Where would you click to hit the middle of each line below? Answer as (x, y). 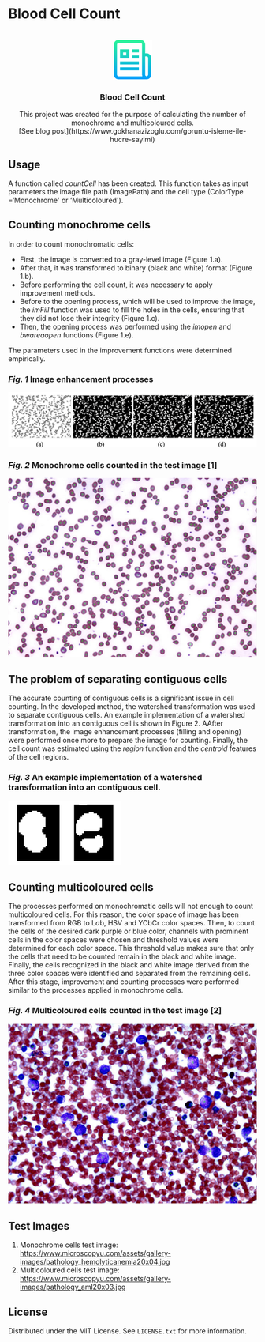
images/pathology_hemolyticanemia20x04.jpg (95, 1262)
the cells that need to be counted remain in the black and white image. (122, 956)
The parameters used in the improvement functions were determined (120, 350)
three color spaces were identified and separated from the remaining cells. (129, 974)
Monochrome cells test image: (69, 1245)
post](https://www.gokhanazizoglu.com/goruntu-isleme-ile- (149, 131)
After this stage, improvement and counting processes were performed (123, 982)
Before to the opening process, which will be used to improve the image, (137, 301)
